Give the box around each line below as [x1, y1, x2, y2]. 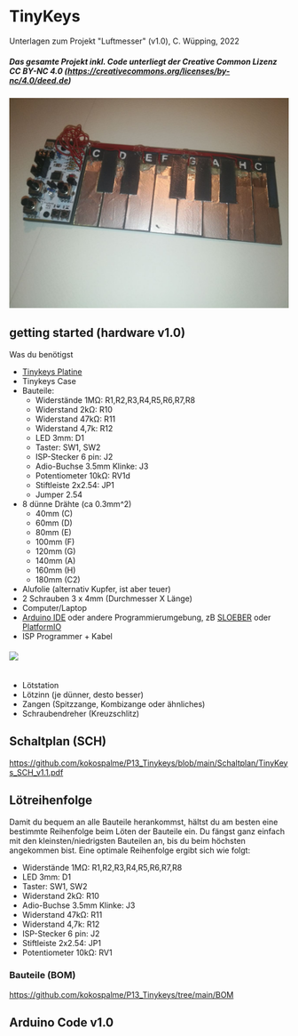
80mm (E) [35, 526, 73, 537]
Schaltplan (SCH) [9, 734, 107, 749]
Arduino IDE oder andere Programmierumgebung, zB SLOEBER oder [21, 612, 271, 622]
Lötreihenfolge [9, 793, 93, 808]
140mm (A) [35, 555, 76, 566]
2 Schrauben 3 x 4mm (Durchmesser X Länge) [21, 593, 193, 604]
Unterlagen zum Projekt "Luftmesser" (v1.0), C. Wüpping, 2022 [9, 36, 239, 46]
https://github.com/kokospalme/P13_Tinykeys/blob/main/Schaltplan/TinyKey [9, 758, 288, 768]
